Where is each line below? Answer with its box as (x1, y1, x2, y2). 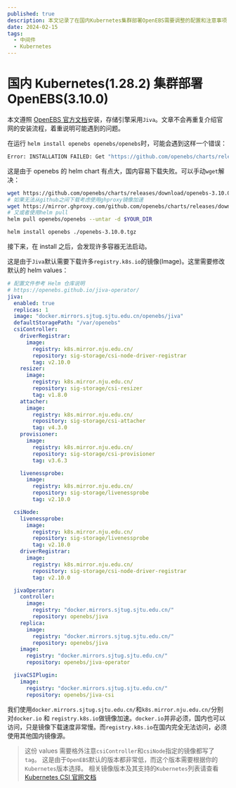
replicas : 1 (13, 306, 49, 314)
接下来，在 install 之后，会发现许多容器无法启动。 (7, 242, 151, 251)
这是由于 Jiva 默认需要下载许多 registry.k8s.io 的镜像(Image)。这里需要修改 (7, 257, 225, 266)
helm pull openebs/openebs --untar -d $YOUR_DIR (7, 216, 152, 223)
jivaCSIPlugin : (13, 672, 58, 679)
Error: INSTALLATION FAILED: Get (7, 153, 105, 160)
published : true (7, 10, 55, 18)
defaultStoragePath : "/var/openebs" (13, 319, 121, 326)
